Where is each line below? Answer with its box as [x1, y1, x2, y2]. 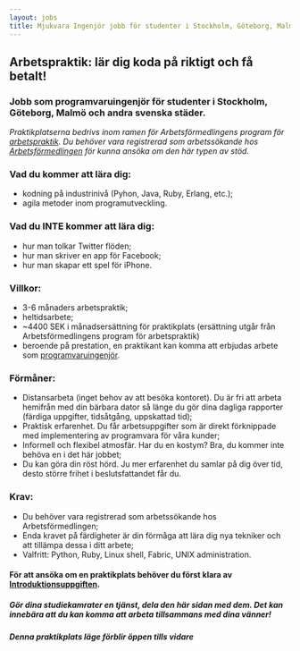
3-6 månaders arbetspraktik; [21, 302, 129, 313]
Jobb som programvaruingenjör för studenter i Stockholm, [9, 95, 268, 107]
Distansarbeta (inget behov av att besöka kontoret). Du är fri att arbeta [21, 393, 282, 403]
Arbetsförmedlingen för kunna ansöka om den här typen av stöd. [9, 146, 250, 156]
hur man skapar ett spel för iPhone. [21, 259, 153, 270]
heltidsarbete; [21, 312, 74, 323]
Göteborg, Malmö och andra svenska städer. [9, 106, 206, 119]
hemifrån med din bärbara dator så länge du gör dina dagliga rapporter [21, 402, 284, 412]
